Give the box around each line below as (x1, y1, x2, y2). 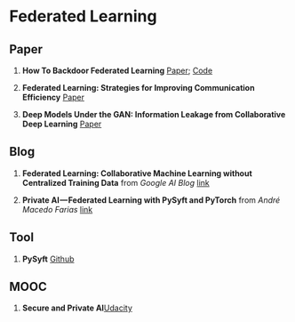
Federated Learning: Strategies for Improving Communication (21, 83, 255, 93)
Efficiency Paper (21, 92, 85, 102)
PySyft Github (21, 254, 75, 264)
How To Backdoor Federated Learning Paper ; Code (21, 65, 213, 76)
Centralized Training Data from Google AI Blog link (21, 177, 211, 188)
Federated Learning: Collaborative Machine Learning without (21, 167, 253, 179)
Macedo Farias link (21, 204, 93, 214)
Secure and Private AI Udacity (21, 302, 133, 313)
